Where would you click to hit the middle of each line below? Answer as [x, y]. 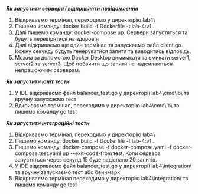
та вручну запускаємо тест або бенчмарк [67, 172]
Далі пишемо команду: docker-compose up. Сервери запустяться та [101, 32]
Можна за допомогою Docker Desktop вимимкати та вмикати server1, [103, 57]
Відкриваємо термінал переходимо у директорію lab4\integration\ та [101, 178]
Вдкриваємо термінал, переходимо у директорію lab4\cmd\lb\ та [97, 105]
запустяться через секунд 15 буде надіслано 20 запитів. [86, 160]
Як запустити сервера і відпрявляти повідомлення [72, 9]
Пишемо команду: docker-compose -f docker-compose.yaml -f [93, 147]
